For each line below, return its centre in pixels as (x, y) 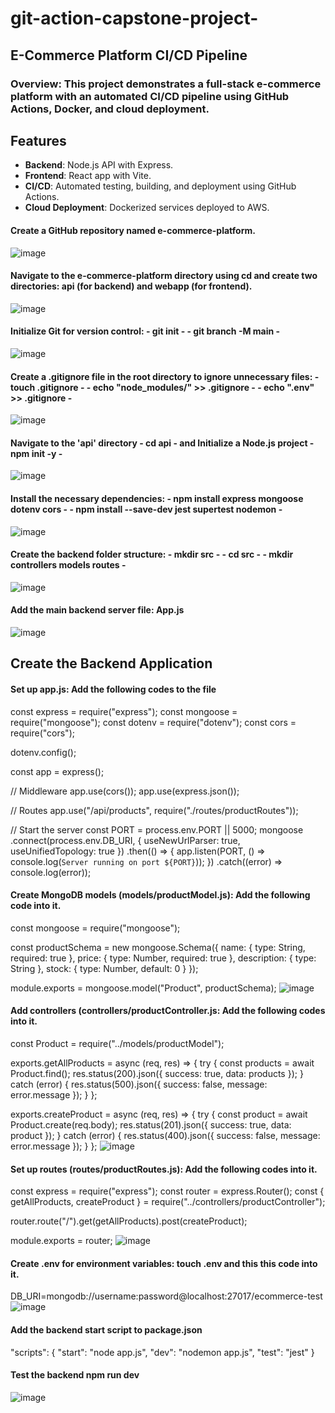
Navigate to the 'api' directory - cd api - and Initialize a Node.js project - (162, 443)
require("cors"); (42, 733)
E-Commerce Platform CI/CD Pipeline (129, 55)
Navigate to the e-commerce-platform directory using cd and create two (164, 276)
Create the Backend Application (111, 663)
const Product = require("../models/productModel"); (117, 1043)
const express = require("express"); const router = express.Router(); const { (167, 1191)
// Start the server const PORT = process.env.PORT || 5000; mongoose (157, 829)
